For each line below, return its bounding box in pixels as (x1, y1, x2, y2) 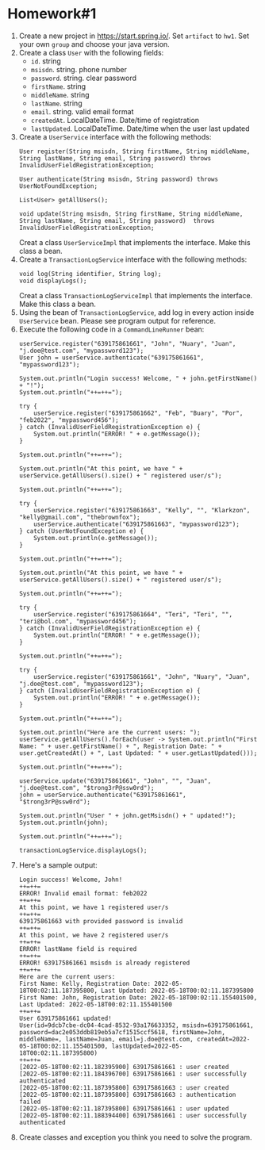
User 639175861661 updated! (18, 1014, 112, 1022)
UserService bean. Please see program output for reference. (18, 316, 216, 325)
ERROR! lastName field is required (18, 945, 137, 953)
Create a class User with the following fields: (18, 48, 164, 57)
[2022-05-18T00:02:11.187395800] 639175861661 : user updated (18, 1104, 229, 1113)
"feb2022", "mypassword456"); (18, 416, 120, 424)
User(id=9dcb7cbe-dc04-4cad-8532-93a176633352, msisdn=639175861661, (18, 1021, 255, 1029)
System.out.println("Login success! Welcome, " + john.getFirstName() (18, 374, 258, 382)
